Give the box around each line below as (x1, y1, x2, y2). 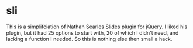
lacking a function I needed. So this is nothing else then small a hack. (6, 35, 173, 42)
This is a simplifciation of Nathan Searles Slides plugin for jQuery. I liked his (6, 23, 188, 30)
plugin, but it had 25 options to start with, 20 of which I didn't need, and (6, 29, 179, 36)
